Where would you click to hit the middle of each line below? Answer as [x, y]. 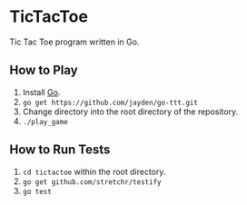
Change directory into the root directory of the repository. [130, 112]
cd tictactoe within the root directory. [94, 171]
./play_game [45, 122]
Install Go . [41, 92]
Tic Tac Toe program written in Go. [74, 42]
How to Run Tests [60, 150]
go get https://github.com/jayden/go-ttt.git [110, 102]
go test [37, 191]
